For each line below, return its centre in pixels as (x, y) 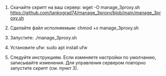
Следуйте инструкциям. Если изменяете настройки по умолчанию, (83, 57)
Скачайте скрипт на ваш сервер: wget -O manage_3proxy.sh (75, 7)
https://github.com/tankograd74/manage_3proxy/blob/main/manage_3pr (85, 13)
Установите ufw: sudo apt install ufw (49, 47)
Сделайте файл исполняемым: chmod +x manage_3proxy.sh (74, 28)
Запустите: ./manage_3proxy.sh (44, 38)
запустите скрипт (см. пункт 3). (44, 68)
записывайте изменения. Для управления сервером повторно (78, 63)
